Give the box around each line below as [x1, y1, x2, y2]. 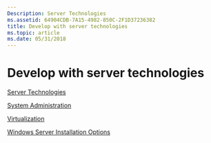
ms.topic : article [7, 29, 60, 36]
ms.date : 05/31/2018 [7, 36, 67, 43]
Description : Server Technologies [7, 10, 107, 17]
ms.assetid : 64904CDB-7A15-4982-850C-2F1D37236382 [7, 16, 156, 23]
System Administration [7, 101, 72, 110]
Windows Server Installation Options [7, 128, 111, 136]
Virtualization [7, 115, 45, 123]
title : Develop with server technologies [7, 23, 128, 30]
